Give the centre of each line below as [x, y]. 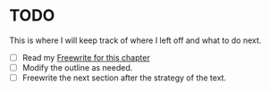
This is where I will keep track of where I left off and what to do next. [135, 40]
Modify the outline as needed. [77, 67]
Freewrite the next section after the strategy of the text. [124, 78]
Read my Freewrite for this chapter [86, 57]
